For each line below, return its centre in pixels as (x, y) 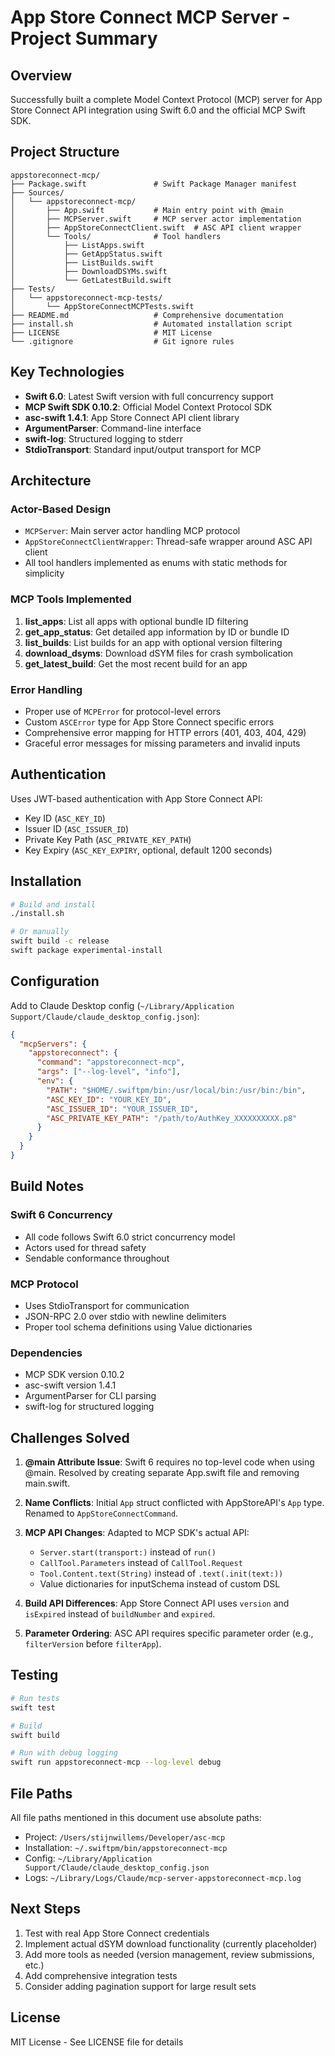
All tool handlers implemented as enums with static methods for (156, 563)
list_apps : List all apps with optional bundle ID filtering (136, 621)
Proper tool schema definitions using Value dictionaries (138, 1327)
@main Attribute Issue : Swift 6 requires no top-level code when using (169, 1462)
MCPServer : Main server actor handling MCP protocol (132, 531)
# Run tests (35, 1698)
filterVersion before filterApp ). (93, 1644)
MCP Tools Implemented (71, 599)
